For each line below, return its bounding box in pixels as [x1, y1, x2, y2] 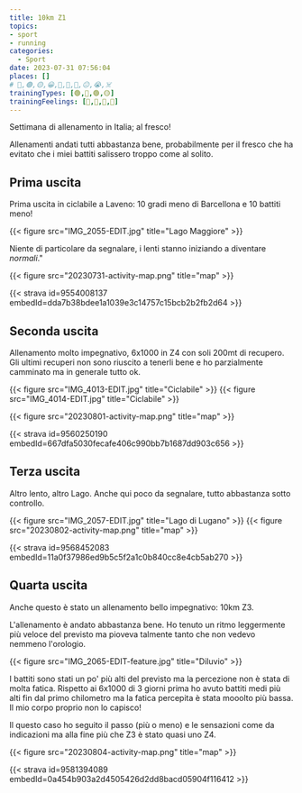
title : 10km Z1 [9, 13, 67, 23]
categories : [9, 47, 54, 56]
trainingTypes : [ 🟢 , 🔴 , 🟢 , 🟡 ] [9, 88, 115, 97]
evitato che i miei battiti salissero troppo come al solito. [9, 149, 214, 160]
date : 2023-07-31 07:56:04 [9, 64, 111, 73]
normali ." [9, 253, 43, 264]
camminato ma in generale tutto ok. [9, 367, 142, 377]
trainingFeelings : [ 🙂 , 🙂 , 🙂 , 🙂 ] [9, 96, 119, 106]
